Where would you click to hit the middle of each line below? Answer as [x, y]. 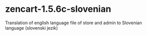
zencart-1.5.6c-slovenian [58, 9]
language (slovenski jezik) [32, 28]
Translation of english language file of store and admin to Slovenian [73, 23]
